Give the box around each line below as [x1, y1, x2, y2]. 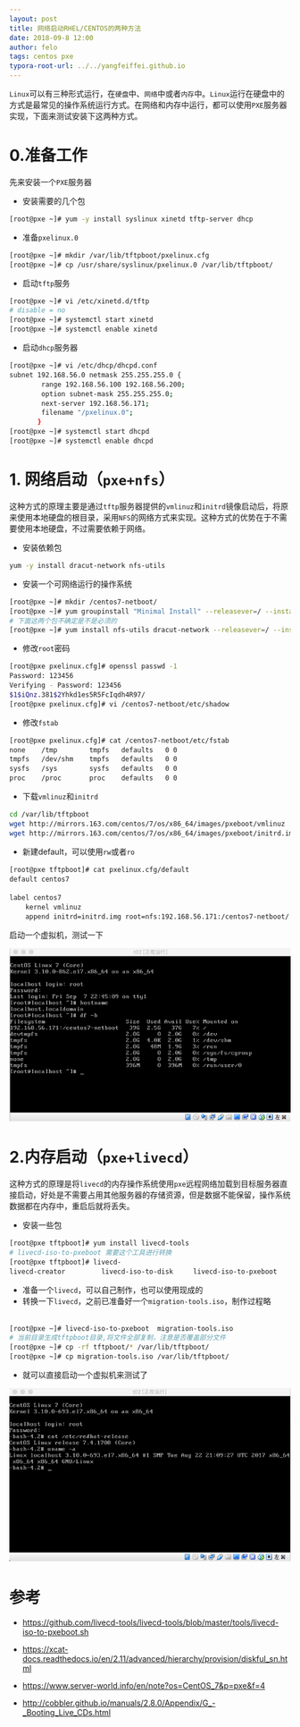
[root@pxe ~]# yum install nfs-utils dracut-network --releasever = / [9, 626, 270, 635]
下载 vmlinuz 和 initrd [21, 792, 98, 801]
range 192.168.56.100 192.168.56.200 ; [41, 380, 186, 389]
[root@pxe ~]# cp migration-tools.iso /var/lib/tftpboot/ [9, 1352, 229, 1361]
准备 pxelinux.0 [21, 232, 79, 242]
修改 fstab [21, 716, 59, 728]
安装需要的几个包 [21, 195, 86, 206]
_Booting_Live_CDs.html [21, 1707, 112, 1718]
